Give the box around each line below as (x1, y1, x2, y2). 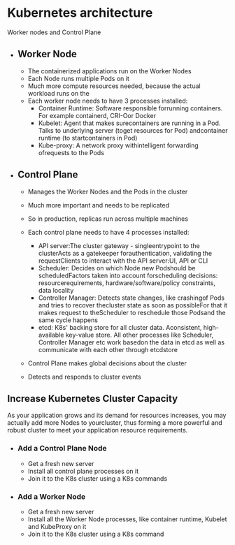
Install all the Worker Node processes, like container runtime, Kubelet (27, 515, 227, 523)
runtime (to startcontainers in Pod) (38, 133, 138, 142)
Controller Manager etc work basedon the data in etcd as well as (38, 337, 225, 347)
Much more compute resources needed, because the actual (27, 82, 201, 90)
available (38, 330, 64, 339)
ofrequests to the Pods (38, 148, 105, 157)
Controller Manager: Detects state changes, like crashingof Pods (38, 293, 225, 302)
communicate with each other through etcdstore (38, 345, 178, 354)
